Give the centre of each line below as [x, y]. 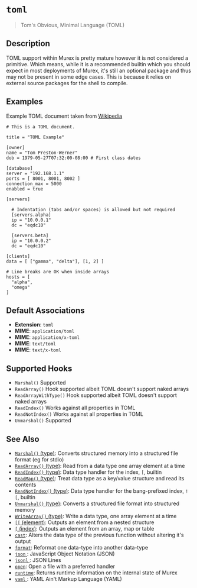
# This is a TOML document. [41, 127]
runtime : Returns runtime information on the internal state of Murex [96, 573]
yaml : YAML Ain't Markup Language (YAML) [68, 579]
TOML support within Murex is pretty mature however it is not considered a [97, 58]
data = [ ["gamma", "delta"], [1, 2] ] [55, 261]
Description [28, 43]
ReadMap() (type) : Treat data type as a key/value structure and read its [99, 478]
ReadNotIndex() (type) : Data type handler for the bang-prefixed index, [99, 491]
